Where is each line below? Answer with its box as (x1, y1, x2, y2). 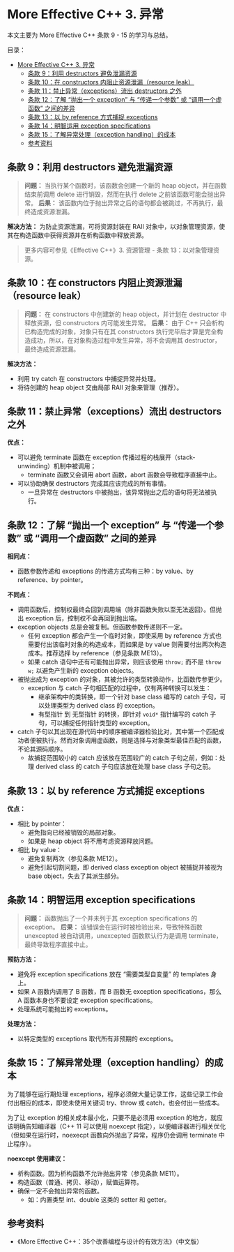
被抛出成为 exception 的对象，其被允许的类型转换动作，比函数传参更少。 (17, 675, 226, 684)
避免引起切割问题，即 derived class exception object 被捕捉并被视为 (27, 863, 223, 871)
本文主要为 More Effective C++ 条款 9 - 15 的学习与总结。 (7, 31, 172, 39)
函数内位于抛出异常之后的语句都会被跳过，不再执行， (64, 198, 217, 207)
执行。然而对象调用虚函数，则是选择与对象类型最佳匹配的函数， (41, 736, 225, 745)
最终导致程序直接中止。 (24, 940, 92, 948)
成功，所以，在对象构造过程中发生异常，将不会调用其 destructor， (30, 336, 221, 344)
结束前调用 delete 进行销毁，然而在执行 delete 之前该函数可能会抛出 (24, 190, 220, 198)
